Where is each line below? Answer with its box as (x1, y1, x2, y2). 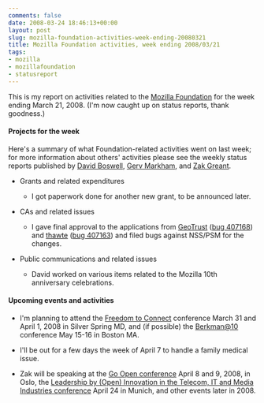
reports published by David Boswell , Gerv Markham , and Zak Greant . (8, 161, 232, 170)
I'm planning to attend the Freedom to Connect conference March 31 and (19, 313, 257, 323)
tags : (8, 48, 26, 56)
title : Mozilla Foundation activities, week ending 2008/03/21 (8, 41, 221, 49)
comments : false (8, 11, 61, 20)
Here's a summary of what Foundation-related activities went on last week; (8, 144, 252, 154)
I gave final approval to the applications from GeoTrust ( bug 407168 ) (31, 222, 254, 231)
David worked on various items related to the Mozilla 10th (31, 269, 218, 278)
